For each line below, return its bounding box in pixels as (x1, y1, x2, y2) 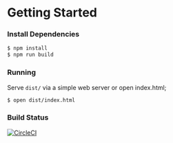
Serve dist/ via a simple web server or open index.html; (7, 83, 167, 91)
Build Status (7, 113, 49, 122)
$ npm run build (7, 52, 54, 58)
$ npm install (7, 45, 48, 52)
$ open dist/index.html (7, 96, 76, 104)
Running (7, 67, 37, 77)
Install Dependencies (7, 30, 80, 39)
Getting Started (7, 5, 98, 21)
